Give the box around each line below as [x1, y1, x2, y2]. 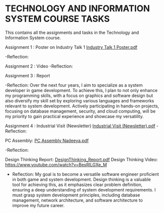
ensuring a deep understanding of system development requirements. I [12, 187, 156, 192]
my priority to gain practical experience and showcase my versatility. [5, 113, 144, 119]
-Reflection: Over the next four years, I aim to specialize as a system [5, 82, 143, 88]
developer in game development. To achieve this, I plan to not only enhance [5, 87, 158, 93]
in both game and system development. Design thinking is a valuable [12, 176, 151, 182]
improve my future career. [12, 202, 65, 208]
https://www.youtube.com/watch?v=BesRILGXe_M [5, 162, 107, 167]
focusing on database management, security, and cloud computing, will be [5, 108, 156, 114]
